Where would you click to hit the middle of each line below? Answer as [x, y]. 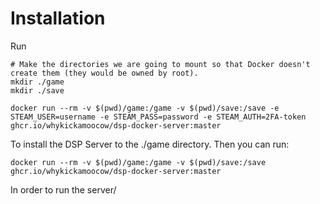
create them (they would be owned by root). [104, 73]
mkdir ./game [37, 82]
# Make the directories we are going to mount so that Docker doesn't [160, 64]
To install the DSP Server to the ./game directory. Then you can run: [150, 144]
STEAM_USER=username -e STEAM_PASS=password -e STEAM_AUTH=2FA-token [158, 117]
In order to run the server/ [63, 189]
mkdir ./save [37, 90]
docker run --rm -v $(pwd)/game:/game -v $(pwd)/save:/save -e [145, 108]
